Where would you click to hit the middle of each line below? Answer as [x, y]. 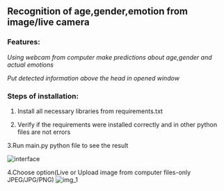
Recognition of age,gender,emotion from [97, 11]
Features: [24, 42]
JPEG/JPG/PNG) [31, 179]
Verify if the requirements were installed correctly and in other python [117, 124]
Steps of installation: [43, 96]
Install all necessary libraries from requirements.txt [90, 111]
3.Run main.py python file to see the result [68, 145]
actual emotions [31, 65]
